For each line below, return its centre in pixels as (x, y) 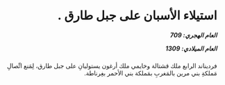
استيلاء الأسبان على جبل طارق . (137, 16)
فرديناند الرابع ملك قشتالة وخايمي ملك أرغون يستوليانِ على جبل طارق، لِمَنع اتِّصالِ (112, 66)
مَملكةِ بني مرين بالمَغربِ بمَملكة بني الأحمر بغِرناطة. (150, 73)
